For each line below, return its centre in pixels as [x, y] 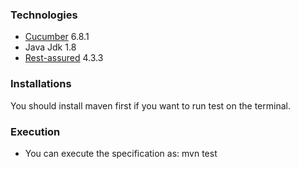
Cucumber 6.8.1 [57, 37]
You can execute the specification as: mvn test [121, 153]
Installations [41, 84]
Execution [35, 131]
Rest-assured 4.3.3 [64, 58]
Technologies [44, 15]
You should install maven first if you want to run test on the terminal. [150, 105]
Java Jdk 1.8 [50, 47]
